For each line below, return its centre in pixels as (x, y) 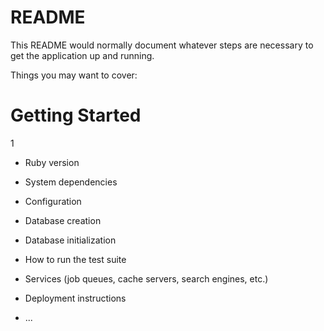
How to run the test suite (75, 259)
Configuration (53, 201)
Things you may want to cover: (74, 75)
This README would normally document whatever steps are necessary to (162, 45)
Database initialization (70, 240)
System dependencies (71, 182)
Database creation (63, 220)
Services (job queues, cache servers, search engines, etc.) (146, 278)
